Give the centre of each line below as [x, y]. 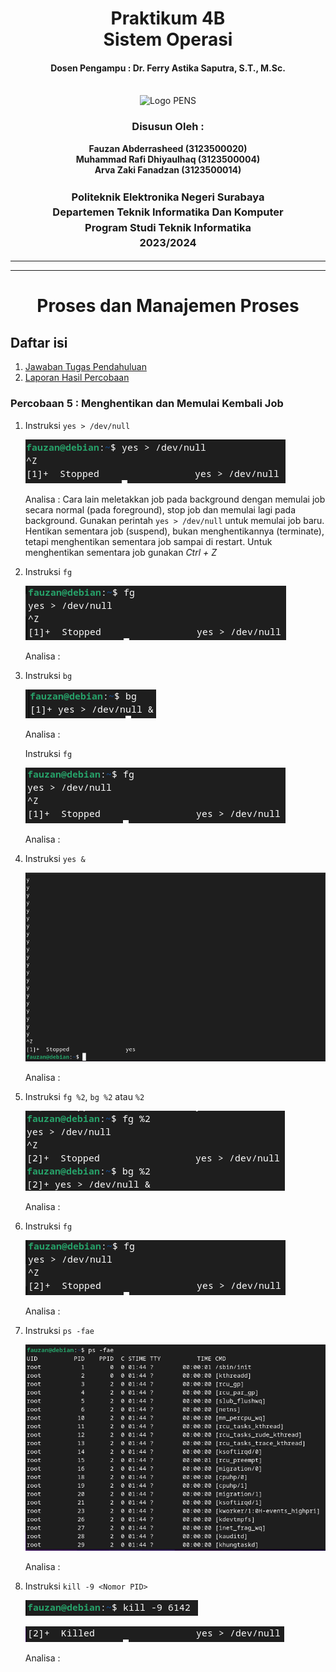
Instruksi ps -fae [59, 1331]
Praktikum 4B [168, 18]
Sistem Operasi [168, 39]
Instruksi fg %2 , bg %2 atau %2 [84, 1097]
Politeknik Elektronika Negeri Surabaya [168, 197]
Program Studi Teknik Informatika [168, 227]
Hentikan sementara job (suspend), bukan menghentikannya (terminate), [174, 531]
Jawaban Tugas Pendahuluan [85, 367]
